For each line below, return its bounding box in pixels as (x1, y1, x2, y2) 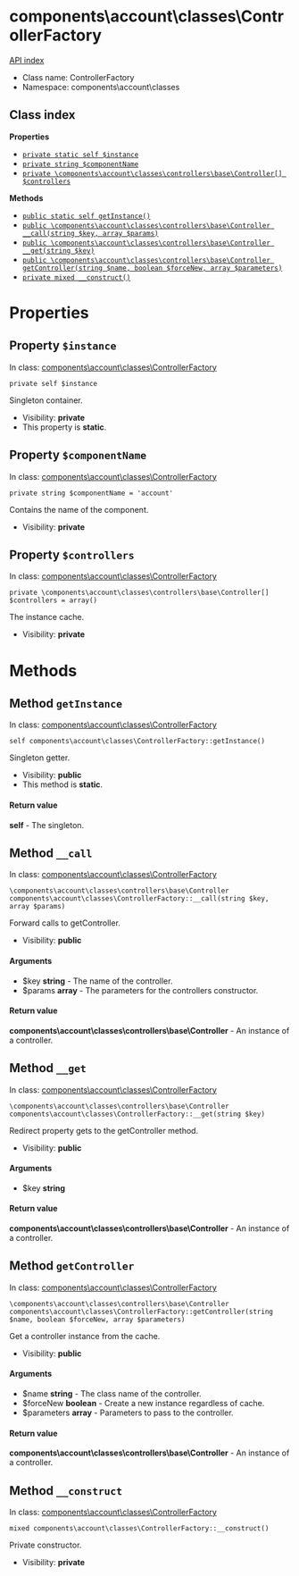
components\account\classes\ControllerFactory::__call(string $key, (9, 894, 270, 903)
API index (9, 54, 45, 65)
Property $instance (9, 338, 117, 354)
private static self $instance (21, 150, 139, 159)
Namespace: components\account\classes (21, 81, 180, 92)
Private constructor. (9, 1539, 82, 1551)
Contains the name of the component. (9, 504, 149, 515)
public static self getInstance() (21, 212, 151, 221)
